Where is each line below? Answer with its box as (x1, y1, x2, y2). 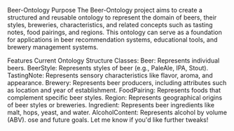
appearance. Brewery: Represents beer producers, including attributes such (7, 79, 227, 86)
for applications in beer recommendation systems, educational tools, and (7, 36, 218, 44)
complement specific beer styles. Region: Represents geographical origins (7, 93, 223, 102)
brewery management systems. (7, 43, 99, 51)
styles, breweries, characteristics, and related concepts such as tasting (7, 21, 213, 29)
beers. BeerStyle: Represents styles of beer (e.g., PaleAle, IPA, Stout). (7, 64, 209, 72)
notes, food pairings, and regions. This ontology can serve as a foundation (7, 28, 222, 36)
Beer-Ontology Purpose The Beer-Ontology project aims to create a (7, 6, 203, 14)
